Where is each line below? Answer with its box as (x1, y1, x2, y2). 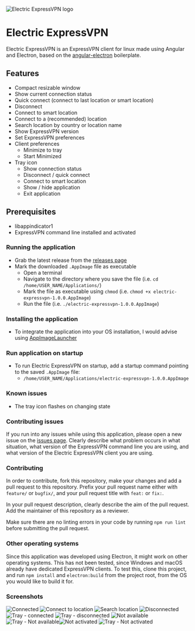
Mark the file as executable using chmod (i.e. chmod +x (23, 288, 151, 295)
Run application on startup (6, 349, 84, 357)
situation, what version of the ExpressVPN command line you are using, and (6, 443, 189, 451)
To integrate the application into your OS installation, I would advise (14, 328, 177, 335)
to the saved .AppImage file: (14, 369, 80, 376)
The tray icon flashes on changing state (14, 403, 111, 410)
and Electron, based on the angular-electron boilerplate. (6, 52, 142, 59)
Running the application (6, 243, 76, 251)
